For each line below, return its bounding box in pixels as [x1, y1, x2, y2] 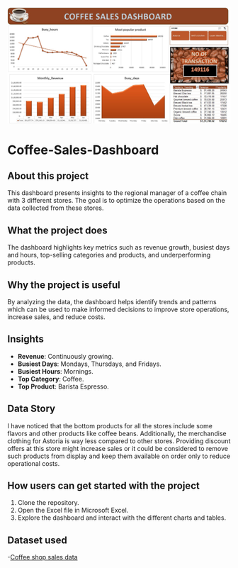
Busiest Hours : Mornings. [17, 367, 93, 375]
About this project [7, 169, 89, 182]
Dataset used [7, 534, 67, 546]
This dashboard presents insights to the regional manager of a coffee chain [7, 189, 227, 197]
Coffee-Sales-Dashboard [7, 142, 159, 158]
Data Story [7, 403, 55, 415]
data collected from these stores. [7, 204, 104, 212]
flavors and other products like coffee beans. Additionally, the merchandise [7, 429, 227, 438]
